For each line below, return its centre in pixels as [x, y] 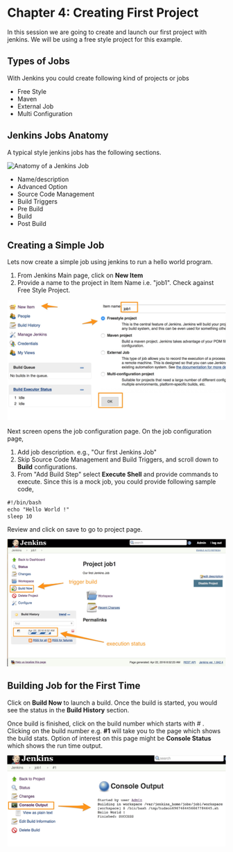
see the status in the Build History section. [68, 710]
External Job [35, 106]
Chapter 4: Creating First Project [103, 13]
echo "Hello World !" [38, 509]
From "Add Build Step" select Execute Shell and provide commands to [118, 474]
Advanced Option [42, 186]
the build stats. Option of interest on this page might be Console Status [109, 738]
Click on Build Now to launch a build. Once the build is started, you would [112, 703]
